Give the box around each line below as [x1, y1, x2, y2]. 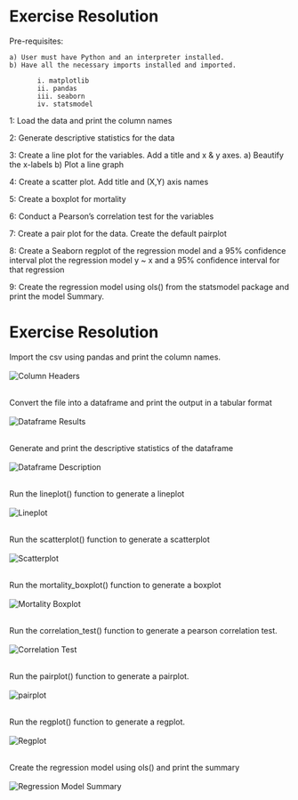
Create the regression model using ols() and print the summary [9, 762, 240, 772]
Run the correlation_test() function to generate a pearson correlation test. [9, 625, 278, 635]
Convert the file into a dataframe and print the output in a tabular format [9, 397, 273, 408]
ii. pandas [36, 84, 77, 93]
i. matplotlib [36, 76, 90, 85]
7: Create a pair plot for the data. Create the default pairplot [9, 228, 227, 238]
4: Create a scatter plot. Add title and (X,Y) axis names [9, 176, 209, 187]
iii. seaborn [36, 92, 86, 101]
